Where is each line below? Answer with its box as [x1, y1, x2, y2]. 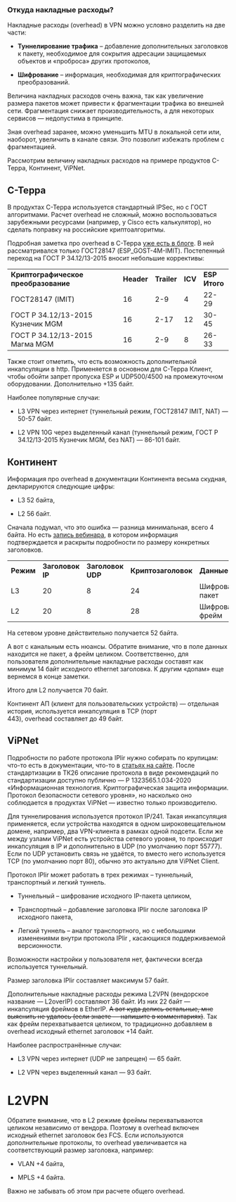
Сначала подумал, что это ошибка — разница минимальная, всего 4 [7, 523, 214, 531]
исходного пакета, [17, 913, 73, 921]
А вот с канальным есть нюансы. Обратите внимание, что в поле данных [7, 642, 228, 650]
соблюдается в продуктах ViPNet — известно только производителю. [7, 798, 218, 806]
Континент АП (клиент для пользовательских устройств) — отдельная [7, 699, 219, 708]
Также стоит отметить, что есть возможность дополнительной [7, 358, 197, 366]
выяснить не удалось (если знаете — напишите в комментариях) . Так [7, 1012, 218, 1020]
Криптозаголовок [130, 565, 193, 575]
